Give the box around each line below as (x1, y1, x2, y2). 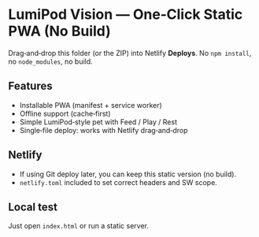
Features (8, 80, 53, 93)
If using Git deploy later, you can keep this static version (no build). (19, 169, 237, 179)
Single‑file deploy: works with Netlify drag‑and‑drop (19, 125, 188, 135)
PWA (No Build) (8, 22, 112, 40)
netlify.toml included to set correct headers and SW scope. (19, 177, 218, 187)
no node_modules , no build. (8, 57, 93, 66)
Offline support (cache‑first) (19, 109, 112, 118)
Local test (8, 200, 57, 213)
